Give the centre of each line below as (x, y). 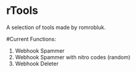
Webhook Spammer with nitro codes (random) (73, 57)
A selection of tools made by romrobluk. (56, 27)
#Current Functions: (31, 39)
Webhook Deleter (37, 64)
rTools (22, 11)
